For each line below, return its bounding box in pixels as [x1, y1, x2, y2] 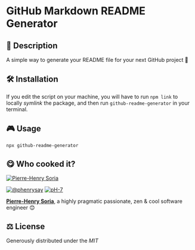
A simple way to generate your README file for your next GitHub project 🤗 [6, 57, 189, 63]
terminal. [6, 105, 28, 112]
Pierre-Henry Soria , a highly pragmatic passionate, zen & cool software [6, 198, 183, 205]
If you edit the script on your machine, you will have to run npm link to [6, 93, 178, 100]
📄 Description [6, 40, 58, 51]
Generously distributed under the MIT [6, 237, 99, 245]
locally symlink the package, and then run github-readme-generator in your [6, 99, 190, 107]
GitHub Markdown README [6, 4, 146, 18]
